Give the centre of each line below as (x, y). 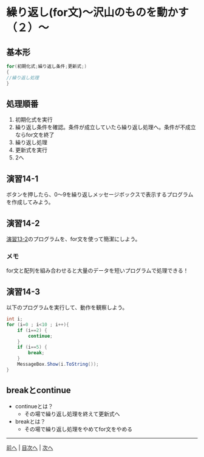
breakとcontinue (39, 390)
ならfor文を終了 (35, 135)
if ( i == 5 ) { (32, 347)
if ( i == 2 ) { (32, 330)
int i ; (15, 319)
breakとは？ (30, 421)
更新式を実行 (31, 150)
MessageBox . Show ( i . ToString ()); (58, 365)
